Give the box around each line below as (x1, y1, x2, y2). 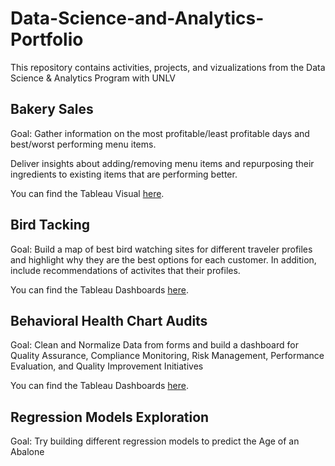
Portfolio (10, 28, 84, 51)
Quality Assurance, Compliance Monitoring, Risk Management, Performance (10, 350, 325, 362)
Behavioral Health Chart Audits (10, 312, 208, 329)
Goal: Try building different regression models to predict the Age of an (10, 435, 300, 447)
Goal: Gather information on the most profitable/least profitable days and (10, 127, 310, 139)
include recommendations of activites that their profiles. (10, 264, 241, 276)
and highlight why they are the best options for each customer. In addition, (10, 253, 317, 266)
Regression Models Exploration (10, 408, 210, 426)
